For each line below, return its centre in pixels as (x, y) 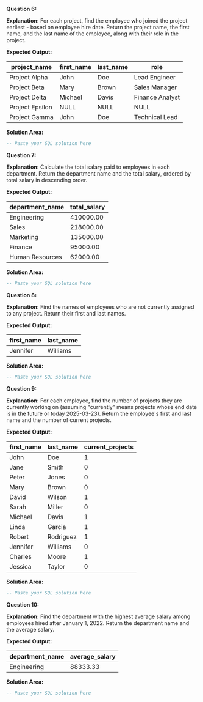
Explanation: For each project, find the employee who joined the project (97, 20)
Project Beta (27, 87)
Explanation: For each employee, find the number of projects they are (94, 401)
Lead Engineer (155, 77)
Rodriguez (62, 536)
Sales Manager (155, 87)
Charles (21, 556)
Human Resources (36, 257)
